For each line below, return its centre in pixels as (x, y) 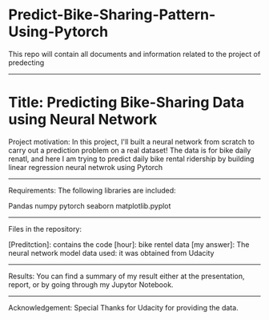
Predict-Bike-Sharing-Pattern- (112, 15)
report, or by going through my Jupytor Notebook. (91, 284)
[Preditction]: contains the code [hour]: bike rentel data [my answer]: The (129, 244)
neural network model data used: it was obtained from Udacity (111, 253)
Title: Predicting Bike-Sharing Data (126, 103)
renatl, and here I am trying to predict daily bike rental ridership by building (131, 159)
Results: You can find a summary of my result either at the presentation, (127, 276)
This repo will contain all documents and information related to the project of (134, 54)
